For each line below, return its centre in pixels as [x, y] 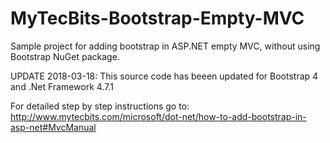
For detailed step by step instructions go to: [100, 106]
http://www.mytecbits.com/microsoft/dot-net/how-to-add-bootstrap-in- [158, 116]
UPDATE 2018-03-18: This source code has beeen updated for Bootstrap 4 [164, 76]
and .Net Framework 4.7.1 [62, 86]
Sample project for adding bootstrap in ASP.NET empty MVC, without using [165, 46]
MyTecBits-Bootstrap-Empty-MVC [157, 18]
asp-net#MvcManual [53, 127]
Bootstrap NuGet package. [65, 56]
